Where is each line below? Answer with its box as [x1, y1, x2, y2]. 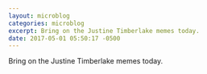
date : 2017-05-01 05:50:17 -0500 [8, 34, 121, 43]
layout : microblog [8, 11, 70, 20]
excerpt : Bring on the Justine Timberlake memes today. [8, 27, 200, 35]
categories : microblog [8, 19, 85, 27]
